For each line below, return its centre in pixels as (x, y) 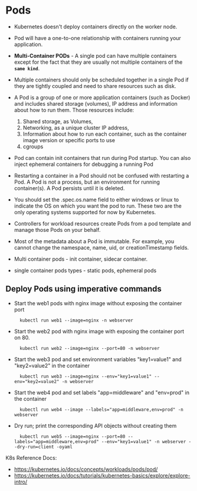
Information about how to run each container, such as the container (105, 134)
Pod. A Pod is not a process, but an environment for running (87, 182)
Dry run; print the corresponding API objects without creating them (95, 425)
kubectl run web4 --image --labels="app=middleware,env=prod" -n (101, 410)
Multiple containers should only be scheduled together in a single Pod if (101, 80)
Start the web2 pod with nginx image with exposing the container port (99, 331)
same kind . (27, 68)
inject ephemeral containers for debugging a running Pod (84, 164)
